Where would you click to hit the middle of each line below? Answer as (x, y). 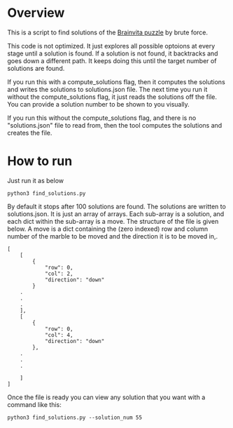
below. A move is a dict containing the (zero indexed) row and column (108, 229)
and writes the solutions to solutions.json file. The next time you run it (107, 89)
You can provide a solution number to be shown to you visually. (99, 104)
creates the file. (30, 133)
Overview (36, 13)
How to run (40, 161)
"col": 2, (59, 274)
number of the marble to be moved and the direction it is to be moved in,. (113, 236)
